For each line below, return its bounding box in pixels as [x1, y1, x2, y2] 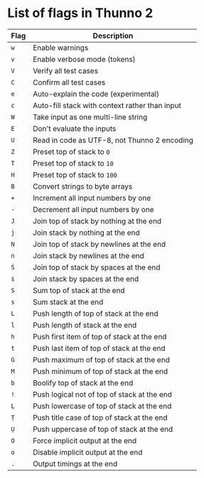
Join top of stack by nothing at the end [33, 216, 162, 225]
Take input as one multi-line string [33, 112, 148, 122]
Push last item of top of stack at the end [33, 343, 166, 353]
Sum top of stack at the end [33, 285, 126, 295]
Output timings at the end [33, 459, 118, 469]
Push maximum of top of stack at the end [33, 354, 171, 364]
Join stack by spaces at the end [33, 274, 139, 284]
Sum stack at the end [33, 297, 104, 307]
